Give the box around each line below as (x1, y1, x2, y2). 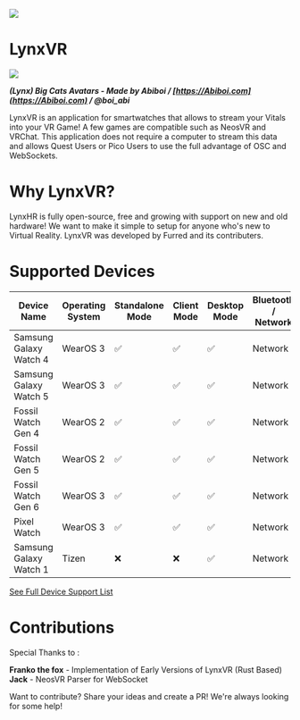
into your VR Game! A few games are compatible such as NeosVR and (9, 121, 266, 132)
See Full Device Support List (9, 586, 113, 597)
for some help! (9, 700, 62, 711)
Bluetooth (252, 293, 296, 306)
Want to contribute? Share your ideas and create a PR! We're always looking (9, 691, 289, 701)
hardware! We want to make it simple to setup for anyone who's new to (9, 220, 271, 231)
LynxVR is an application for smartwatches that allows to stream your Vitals (9, 112, 286, 122)
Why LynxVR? (9, 181, 115, 202)
